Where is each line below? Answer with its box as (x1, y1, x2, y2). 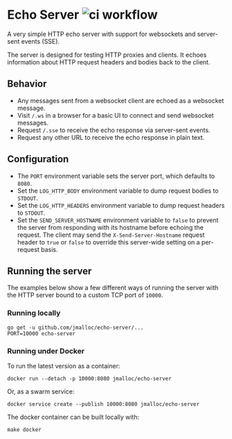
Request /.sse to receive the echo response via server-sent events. (17, 125, 211, 134)
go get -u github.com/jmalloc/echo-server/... (7, 324, 144, 331)
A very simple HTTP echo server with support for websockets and (7, 30, 196, 38)
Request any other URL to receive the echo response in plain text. (17, 133, 205, 141)
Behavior (7, 78, 47, 90)
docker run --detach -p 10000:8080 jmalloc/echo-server (7, 375, 172, 382)
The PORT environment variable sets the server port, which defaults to (17, 172, 215, 180)
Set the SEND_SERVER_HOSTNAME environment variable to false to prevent (17, 215, 219, 224)
